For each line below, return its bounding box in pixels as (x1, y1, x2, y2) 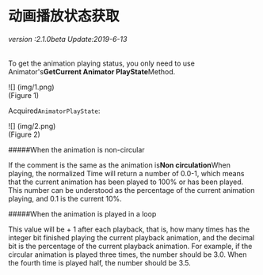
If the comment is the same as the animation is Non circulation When (8, 160, 231, 170)
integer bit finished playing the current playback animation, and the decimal (8, 233, 255, 243)
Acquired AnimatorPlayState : (8, 106, 101, 115)
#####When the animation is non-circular (8, 145, 145, 155)
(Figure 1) (8, 91, 40, 100)
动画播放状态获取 (8, 7, 120, 25)
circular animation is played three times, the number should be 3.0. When (8, 250, 247, 259)
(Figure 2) (8, 130, 41, 139)
